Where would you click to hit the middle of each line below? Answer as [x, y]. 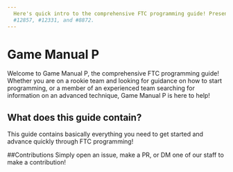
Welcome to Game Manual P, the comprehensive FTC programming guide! [113, 74]
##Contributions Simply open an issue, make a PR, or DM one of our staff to [115, 155]
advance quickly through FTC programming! [70, 141]
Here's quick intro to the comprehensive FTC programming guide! [110, 14]
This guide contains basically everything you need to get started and [105, 134]
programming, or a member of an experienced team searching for [101, 88]
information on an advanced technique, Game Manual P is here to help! [109, 96]
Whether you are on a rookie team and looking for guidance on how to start [115, 81]
